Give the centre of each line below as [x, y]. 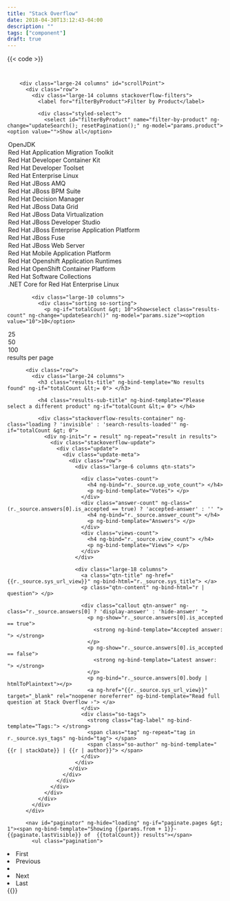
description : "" [30, 26]
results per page [30, 358]
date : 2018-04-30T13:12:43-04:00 [55, 20]
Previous [29, 861]
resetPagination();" [110, 126]
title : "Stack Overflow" [43, 13]
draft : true [24, 39]
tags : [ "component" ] [37, 33]
